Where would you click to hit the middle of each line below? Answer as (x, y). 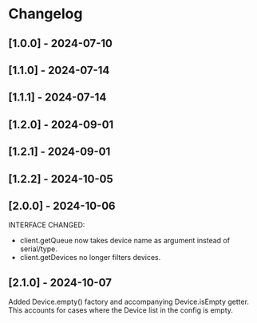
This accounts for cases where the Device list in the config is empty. (121, 310)
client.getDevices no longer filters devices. (90, 258)
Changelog (45, 14)
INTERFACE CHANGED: (47, 225)
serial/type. (38, 249)
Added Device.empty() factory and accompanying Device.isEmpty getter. (129, 302)
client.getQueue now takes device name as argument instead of (125, 241)
